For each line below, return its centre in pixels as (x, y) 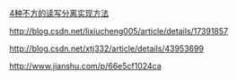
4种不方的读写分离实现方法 (59, 13)
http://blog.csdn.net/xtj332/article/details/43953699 (107, 49)
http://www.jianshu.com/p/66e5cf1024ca (85, 66)
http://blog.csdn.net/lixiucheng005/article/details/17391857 (119, 31)
